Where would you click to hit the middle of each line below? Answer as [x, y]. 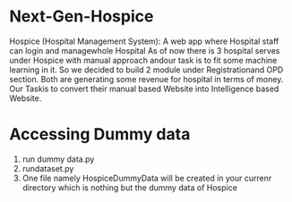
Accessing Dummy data [100, 135]
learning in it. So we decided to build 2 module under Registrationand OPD [146, 70]
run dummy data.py [58, 159]
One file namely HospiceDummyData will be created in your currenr [147, 178]
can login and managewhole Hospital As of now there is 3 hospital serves [145, 50]
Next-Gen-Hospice [82, 17]
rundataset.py [48, 168]
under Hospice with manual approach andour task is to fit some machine [143, 60]
